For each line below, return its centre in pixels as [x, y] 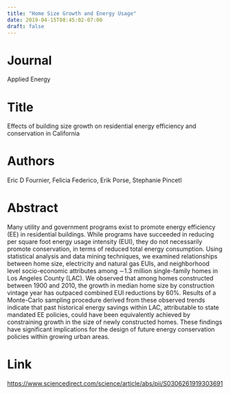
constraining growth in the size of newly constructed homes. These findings [115, 322]
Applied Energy [29, 79]
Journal [30, 60]
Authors [31, 161]
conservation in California [44, 133]
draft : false [26, 26]
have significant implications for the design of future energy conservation [111, 329]
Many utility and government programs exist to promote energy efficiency [112, 227]
